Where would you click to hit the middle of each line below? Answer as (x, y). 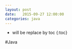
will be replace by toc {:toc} (40, 33)
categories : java (23, 19)
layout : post (18, 10)
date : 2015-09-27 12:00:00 (35, 14)
